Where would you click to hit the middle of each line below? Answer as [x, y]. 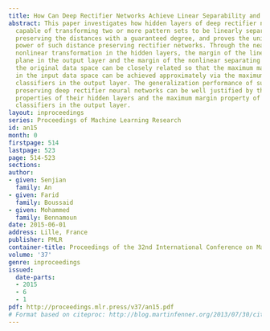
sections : [25, 165]
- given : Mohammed [39, 210]
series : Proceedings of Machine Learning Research [95, 121]
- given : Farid [34, 195]
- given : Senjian [37, 180]
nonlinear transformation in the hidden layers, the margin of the [131, 53]
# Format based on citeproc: [57, 314]
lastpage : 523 [32, 150]
